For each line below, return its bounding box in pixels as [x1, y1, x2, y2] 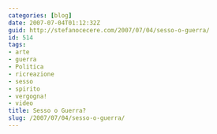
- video [8, 99, 34, 107]
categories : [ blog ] [8, 11, 73, 20]
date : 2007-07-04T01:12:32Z [8, 19, 101, 27]
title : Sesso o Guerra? [8, 107, 87, 115]
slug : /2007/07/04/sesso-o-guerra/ [8, 114, 125, 122]
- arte [8, 48, 30, 56]
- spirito [8, 84, 41, 93]
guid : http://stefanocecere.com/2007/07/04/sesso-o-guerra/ [8, 26, 211, 34]
